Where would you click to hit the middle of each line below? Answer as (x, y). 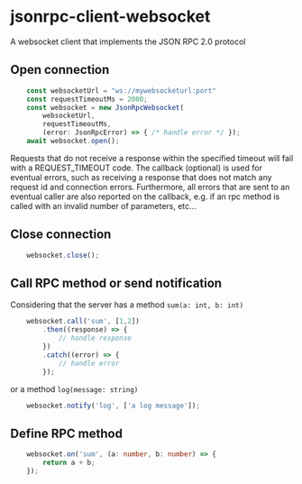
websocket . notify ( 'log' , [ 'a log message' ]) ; (114, 406)
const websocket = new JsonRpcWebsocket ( (105, 107)
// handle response (95, 338)
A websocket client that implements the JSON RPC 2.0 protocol (128, 41)
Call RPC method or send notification (116, 283)
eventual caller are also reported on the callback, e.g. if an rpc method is (145, 196)
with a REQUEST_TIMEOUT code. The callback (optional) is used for (136, 168)
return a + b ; (69, 463)
